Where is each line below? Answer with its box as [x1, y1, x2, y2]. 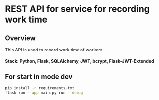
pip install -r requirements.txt [5, 86, 75, 91]
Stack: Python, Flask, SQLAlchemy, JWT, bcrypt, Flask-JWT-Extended [5, 58, 154, 64]
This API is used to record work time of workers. [5, 47, 104, 52]
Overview [5, 34, 36, 42]
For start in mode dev [5, 72, 73, 81]
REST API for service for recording [5, 3, 150, 15]
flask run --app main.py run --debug [5, 90, 83, 95]
